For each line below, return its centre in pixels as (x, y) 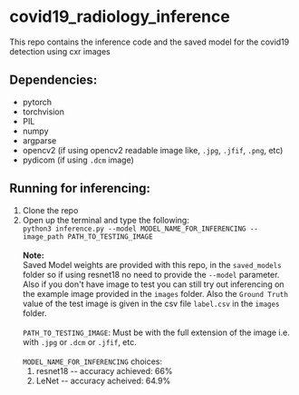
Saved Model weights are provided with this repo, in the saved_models (152, 264)
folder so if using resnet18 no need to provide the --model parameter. (151, 274)
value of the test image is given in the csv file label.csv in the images (151, 303)
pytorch (37, 102)
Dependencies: (53, 80)
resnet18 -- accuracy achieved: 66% (104, 370)
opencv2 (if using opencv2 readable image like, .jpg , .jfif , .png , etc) (153, 150)
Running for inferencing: (80, 188)
